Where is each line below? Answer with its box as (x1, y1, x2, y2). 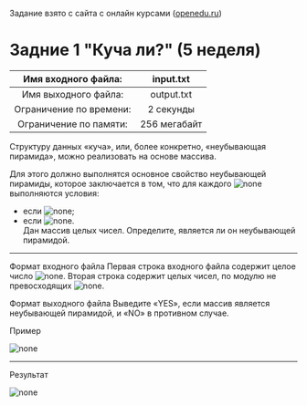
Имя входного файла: (22, 72, 122, 85)
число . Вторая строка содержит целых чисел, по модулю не (9, 270, 277, 281)
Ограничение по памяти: (16, 118, 128, 130)
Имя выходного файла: (21, 88, 124, 100)
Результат (9, 369, 48, 380)
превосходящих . (9, 280, 105, 291)
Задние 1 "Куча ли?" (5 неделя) (9, 40, 261, 60)
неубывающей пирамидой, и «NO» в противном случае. (9, 307, 230, 318)
